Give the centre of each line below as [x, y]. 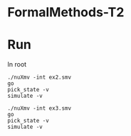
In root [17, 64]
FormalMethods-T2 [66, 12]
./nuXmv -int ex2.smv [40, 78]
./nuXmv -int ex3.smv [40, 108]
